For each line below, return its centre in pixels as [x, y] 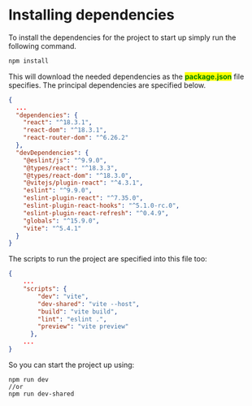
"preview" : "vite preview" [83, 326]
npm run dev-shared [41, 394]
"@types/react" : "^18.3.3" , [70, 168]
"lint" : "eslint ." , [72, 319]
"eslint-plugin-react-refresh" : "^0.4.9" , [96, 213]
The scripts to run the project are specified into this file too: [108, 259]
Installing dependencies [91, 15]
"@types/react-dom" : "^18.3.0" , [78, 175]
